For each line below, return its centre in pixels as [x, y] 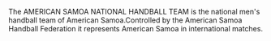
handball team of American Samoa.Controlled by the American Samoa [125, 20]
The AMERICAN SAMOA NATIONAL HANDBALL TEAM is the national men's [134, 12]
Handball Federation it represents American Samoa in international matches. [136, 29]
